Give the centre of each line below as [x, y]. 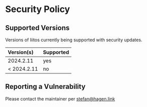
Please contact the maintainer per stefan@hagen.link [60, 98]
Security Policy [38, 9]
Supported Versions [37, 28]
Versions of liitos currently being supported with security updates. [74, 40]
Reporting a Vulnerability [45, 87]
